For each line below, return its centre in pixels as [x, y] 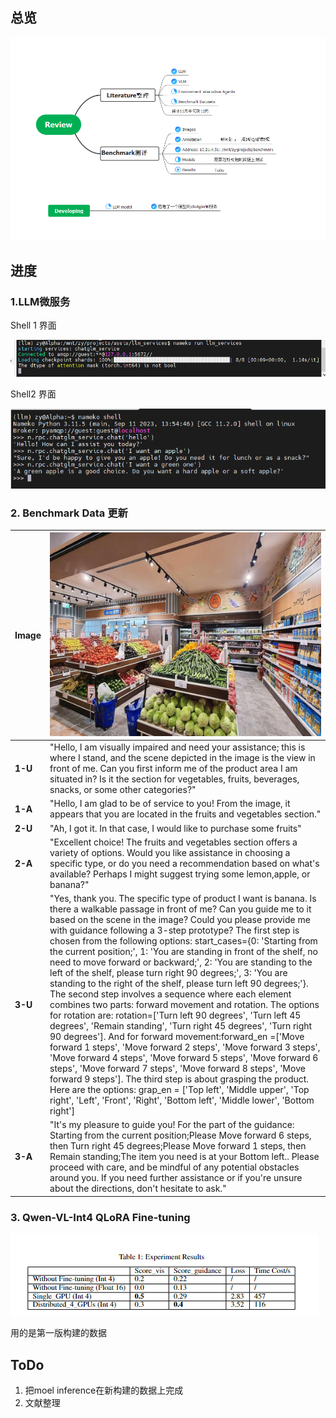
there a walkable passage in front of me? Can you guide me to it [180, 909]
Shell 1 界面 [33, 325]
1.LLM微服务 [40, 301]
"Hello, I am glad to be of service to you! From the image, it [170, 804]
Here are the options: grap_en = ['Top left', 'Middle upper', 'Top [179, 1090]
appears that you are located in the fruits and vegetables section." [185, 814]
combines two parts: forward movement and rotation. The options [184, 1005]
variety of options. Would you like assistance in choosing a [170, 852]
